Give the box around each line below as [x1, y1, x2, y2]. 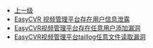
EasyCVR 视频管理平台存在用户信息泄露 [13, 15, 130, 23]
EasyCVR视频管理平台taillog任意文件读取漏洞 [13, 32, 146, 41]
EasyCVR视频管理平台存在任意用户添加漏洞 [13, 24, 141, 32]
